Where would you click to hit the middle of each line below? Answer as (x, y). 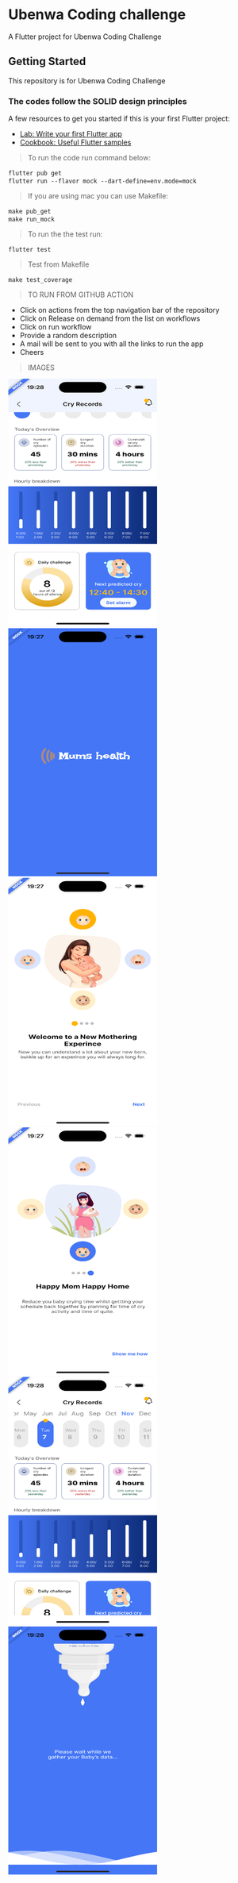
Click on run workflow (56, 327)
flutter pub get (35, 173)
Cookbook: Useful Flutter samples (75, 142)
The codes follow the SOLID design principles (98, 101)
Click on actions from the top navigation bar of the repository (119, 310)
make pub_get (30, 212)
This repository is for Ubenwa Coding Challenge (87, 80)
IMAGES (41, 368)
